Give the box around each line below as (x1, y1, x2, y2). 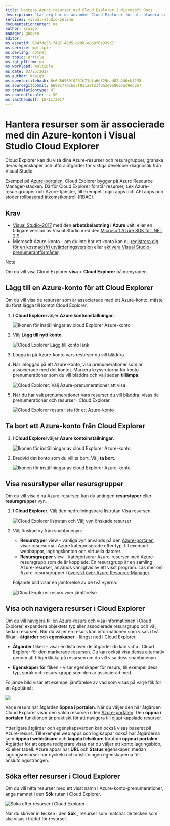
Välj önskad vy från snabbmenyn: (12, 528, 82, 534)
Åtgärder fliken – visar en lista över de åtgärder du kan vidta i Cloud (12, 644, 154, 650)
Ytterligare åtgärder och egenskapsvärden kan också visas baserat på (5, 725, 152, 731)
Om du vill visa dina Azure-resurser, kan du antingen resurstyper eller (5, 493, 152, 499)
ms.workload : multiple (5, 64, 53, 69)
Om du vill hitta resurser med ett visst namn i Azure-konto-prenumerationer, (5, 785, 163, 791)
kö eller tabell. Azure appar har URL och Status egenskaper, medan (5, 746, 146, 752)
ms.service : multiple (5, 45, 51, 50)
